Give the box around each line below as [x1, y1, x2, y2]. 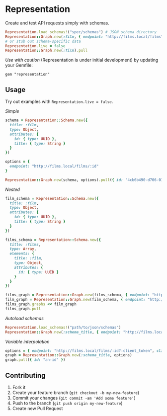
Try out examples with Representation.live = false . [5, 98, 113, 105]
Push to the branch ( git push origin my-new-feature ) [12, 400, 123, 406]
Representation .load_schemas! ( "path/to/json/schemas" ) [5, 325, 121, 330]
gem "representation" [5, 72, 50, 77]
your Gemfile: [5, 62, 33, 68]
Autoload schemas [5, 315, 44, 321]
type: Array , [9, 247, 37, 251]
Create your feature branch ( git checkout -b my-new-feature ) [12, 389, 140, 396]
